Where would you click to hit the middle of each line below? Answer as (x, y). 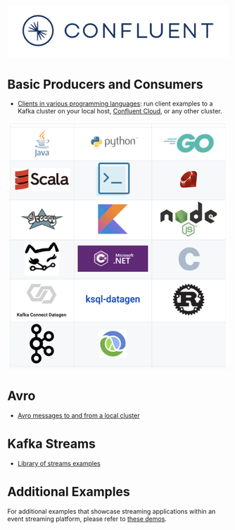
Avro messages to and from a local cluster (78, 416)
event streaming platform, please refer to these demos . (87, 519)
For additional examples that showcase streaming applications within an (112, 511)
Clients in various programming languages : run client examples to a (115, 103)
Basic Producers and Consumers (105, 84)
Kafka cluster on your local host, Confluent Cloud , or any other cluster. (120, 111)
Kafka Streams (52, 444)
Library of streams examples (59, 464)
